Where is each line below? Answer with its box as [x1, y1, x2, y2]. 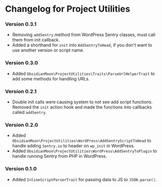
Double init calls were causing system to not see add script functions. [12, 99, 153, 105]
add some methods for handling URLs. [12, 75, 90, 81]
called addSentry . [12, 110, 47, 115]
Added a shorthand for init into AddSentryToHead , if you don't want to [12, 42, 153, 48]
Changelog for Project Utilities [5, 3, 131, 15]
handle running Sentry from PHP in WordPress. [12, 153, 107, 159]
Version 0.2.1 [5, 88, 37, 94]
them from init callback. [12, 37, 60, 43]
